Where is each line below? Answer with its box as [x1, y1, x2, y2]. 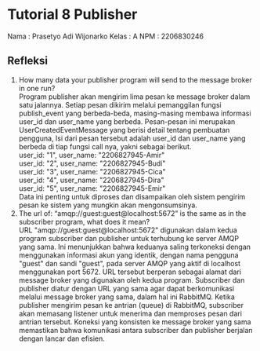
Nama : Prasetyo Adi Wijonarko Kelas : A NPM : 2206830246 [7, 31, 204, 41]
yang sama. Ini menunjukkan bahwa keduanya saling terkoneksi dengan [18, 242, 251, 251]
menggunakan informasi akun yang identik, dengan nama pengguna [18, 250, 239, 260]
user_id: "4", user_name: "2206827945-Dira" [18, 175, 164, 185]
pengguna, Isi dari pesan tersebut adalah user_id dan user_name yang [18, 133, 246, 143]
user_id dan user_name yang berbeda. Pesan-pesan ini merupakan [18, 116, 236, 126]
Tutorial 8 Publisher [7, 5, 138, 24]
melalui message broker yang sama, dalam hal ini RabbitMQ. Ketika [18, 292, 236, 302]
